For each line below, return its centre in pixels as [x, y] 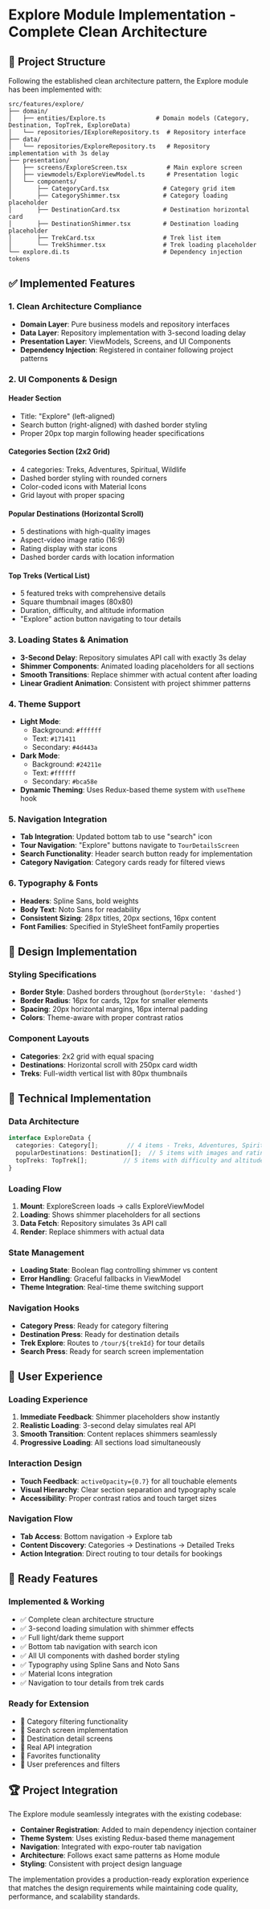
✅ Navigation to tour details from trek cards [92, 1682]
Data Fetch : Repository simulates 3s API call [93, 1223]
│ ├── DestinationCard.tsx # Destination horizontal [129, 210]
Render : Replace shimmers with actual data [92, 1232]
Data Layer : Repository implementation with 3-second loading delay [133, 332]
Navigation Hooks [44, 1308]
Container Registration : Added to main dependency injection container [138, 1829]
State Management [47, 1253]
